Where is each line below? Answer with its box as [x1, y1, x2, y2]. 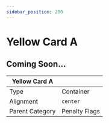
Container [61, 87, 90, 96]
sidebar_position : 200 [6, 8, 63, 15]
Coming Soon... [6, 59, 66, 70]
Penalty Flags [61, 107, 101, 115]
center [61, 98, 81, 105]
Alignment [9, 97, 39, 105]
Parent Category [9, 107, 56, 115]
